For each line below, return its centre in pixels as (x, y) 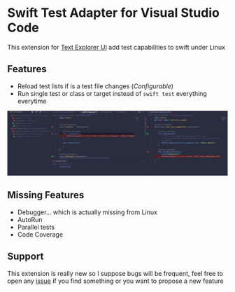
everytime (32, 101)
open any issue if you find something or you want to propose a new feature (115, 281)
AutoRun (30, 219)
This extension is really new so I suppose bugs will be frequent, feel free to (115, 273)
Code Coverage (40, 234)
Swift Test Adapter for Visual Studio (114, 13)
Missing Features (46, 195)
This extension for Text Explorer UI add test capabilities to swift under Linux (116, 47)
